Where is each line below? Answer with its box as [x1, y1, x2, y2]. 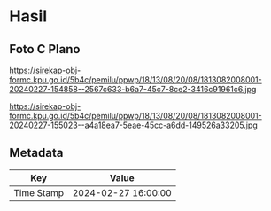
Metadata [9, 145, 64, 160]
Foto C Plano [9, 42, 81, 57]
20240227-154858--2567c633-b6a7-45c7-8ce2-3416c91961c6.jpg [9, 84, 257, 94]
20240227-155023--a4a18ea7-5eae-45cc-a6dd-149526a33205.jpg [9, 120, 259, 130]
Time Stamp [13, 186, 65, 199]
